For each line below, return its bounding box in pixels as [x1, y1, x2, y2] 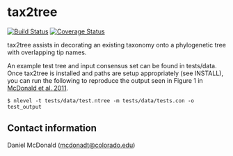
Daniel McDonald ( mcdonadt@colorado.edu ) [7, 141, 136, 149]
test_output [7, 103, 42, 110]
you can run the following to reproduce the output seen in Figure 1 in [7, 76, 203, 84]
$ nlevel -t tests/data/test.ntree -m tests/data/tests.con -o [7, 97, 195, 104]
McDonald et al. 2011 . [7, 84, 68, 92]
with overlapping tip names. [7, 48, 87, 56]
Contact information [7, 123, 97, 134]
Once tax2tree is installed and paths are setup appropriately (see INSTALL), [7, 69, 224, 77]
